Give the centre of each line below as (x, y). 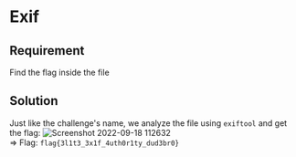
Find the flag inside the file (59, 72)
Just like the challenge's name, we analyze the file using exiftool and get (148, 123)
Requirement (47, 51)
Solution (34, 101)
